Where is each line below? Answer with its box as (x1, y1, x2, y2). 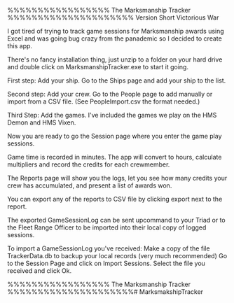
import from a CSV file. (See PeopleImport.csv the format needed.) (7, 97, 200, 106)
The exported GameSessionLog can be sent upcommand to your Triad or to (7, 216, 226, 224)
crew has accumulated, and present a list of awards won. (7, 181, 172, 190)
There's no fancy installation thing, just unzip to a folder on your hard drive (7, 55, 223, 64)
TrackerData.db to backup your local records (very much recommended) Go (7, 252, 228, 260)
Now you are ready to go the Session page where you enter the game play (7, 132, 222, 140)
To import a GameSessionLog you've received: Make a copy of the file (7, 244, 210, 253)
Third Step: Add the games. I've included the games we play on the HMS (7, 111, 217, 119)
